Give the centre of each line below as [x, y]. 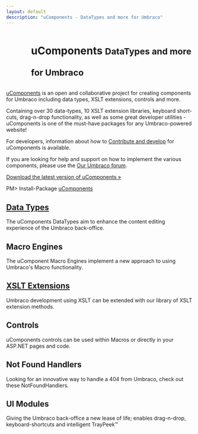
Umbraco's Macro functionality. [45, 268]
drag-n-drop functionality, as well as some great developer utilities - [103, 117]
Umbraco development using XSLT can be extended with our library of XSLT [99, 300]
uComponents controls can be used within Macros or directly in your [90, 339]
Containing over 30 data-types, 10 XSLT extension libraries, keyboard [91, 111]
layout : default [26, 12]
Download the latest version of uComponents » [64, 177]
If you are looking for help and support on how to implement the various [94, 159]
